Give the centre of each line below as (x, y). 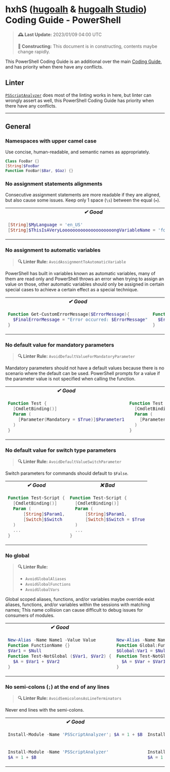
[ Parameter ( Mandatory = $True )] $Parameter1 (71, 419)
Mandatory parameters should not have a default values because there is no (85, 368)
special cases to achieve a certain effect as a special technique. (72, 289)
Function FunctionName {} (39, 645)
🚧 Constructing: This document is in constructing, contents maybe (88, 46)
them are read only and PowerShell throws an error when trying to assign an (85, 279)
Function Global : (137, 645)
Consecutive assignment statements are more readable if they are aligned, (83, 195)
